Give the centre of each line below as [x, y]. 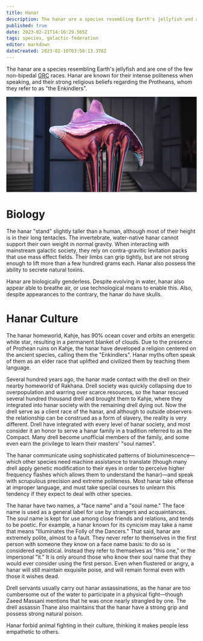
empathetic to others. [33, 631]
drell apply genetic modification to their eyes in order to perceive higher [95, 468]
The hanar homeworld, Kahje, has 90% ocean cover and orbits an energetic [101, 335]
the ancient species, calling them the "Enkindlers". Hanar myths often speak [101, 354]
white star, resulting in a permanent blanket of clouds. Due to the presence [99, 342]
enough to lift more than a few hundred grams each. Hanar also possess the [101, 263]
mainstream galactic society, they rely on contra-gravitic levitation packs [97, 250]
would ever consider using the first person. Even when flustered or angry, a [100, 563]
